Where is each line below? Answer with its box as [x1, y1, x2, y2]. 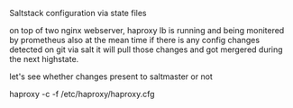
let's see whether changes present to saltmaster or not [9, 71, 214, 82]
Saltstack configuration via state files [9, 8, 147, 18]
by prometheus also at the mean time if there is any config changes [9, 35, 260, 45]
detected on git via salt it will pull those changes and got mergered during [9, 44, 283, 55]
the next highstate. [9, 54, 79, 64]
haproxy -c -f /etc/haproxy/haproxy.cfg [9, 89, 155, 99]
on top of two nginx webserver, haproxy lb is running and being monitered [9, 25, 285, 35]
